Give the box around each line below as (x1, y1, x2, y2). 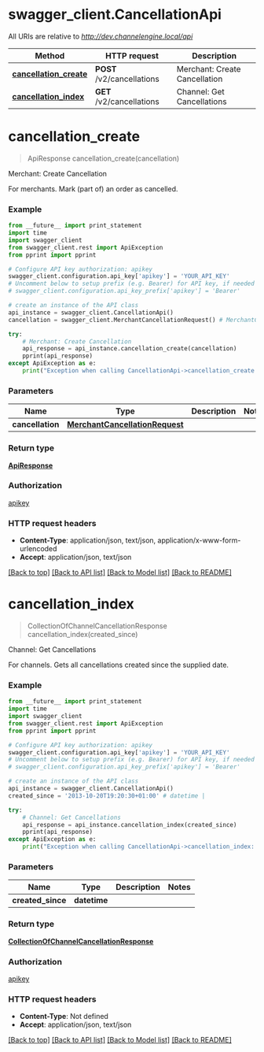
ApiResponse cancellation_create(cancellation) (27, 154, 180, 163)
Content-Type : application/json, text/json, (19, 535, 156, 545)
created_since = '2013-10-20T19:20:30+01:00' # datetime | (8, 791, 206, 800)
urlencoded (19, 544, 57, 554)
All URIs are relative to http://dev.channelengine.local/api (8, 31, 193, 41)
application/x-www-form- (157, 535, 241, 545)
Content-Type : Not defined (19, 1012, 108, 1021)
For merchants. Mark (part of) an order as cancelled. (8, 183, 178, 194)
